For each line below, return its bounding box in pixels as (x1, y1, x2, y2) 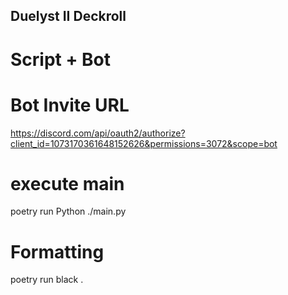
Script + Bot (10, 48, 112, 71)
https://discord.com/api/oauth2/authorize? (10, 127, 186, 139)
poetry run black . (10, 274, 84, 286)
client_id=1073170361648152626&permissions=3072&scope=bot (10, 137, 278, 149)
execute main (10, 172, 125, 195)
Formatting (10, 240, 105, 263)
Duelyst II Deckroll (10, 8, 127, 25)
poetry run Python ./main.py (10, 205, 127, 218)
